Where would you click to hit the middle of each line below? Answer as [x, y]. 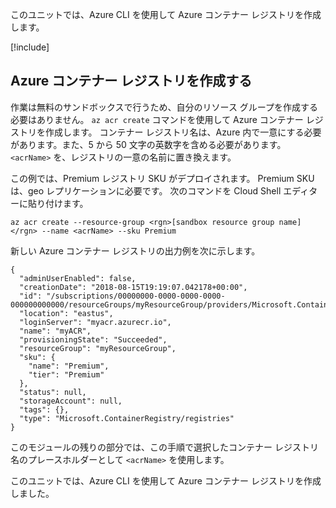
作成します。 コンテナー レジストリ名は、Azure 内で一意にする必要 [183, 132]
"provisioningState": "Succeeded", [93, 339]
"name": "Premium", [69, 366]
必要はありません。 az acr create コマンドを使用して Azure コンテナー [157, 119]
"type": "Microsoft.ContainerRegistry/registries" [127, 418]
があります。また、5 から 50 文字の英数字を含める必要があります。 [148, 144]
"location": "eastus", [66, 313]
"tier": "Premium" [66, 374]
